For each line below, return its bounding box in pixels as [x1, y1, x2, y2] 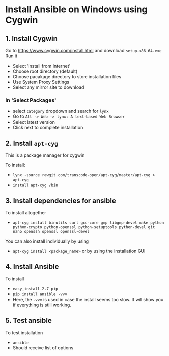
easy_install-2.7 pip [12, 286, 58, 291]
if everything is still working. [12, 302, 72, 308]
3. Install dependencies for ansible [5, 196, 116, 205]
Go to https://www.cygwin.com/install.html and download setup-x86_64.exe [5, 48, 162, 53]
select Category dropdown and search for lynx [12, 108, 109, 114]
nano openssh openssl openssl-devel [12, 229, 90, 234]
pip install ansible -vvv [12, 291, 67, 297]
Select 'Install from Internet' [12, 63, 71, 69]
